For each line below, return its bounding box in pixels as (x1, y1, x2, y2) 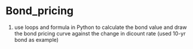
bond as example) (14, 36, 59, 43)
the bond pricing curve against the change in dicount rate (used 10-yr (14, 30, 186, 37)
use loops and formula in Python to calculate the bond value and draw (14, 24, 187, 31)
